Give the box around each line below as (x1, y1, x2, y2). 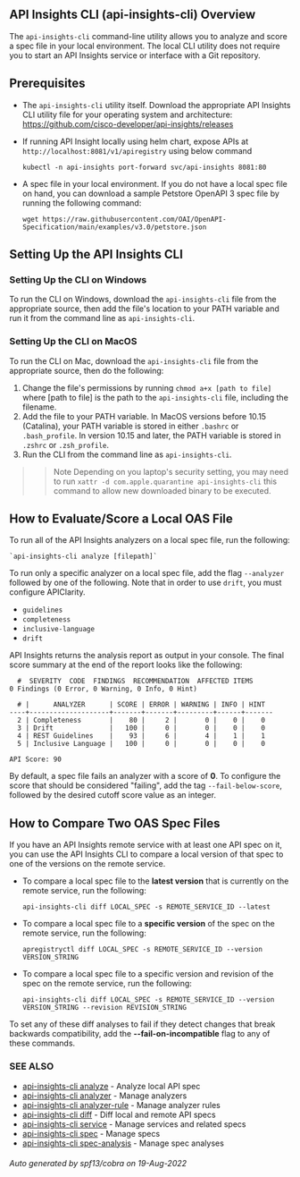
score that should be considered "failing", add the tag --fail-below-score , (9, 780, 283, 791)
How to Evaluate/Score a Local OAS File (9, 512, 234, 526)
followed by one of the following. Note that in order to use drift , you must (9, 577, 282, 588)
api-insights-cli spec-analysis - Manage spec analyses (21, 1138, 225, 1148)
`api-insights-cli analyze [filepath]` (9, 552, 158, 562)
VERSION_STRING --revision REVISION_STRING (21, 1003, 187, 1012)
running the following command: (21, 197, 142, 208)
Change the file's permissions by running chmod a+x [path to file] (21, 382, 272, 393)
